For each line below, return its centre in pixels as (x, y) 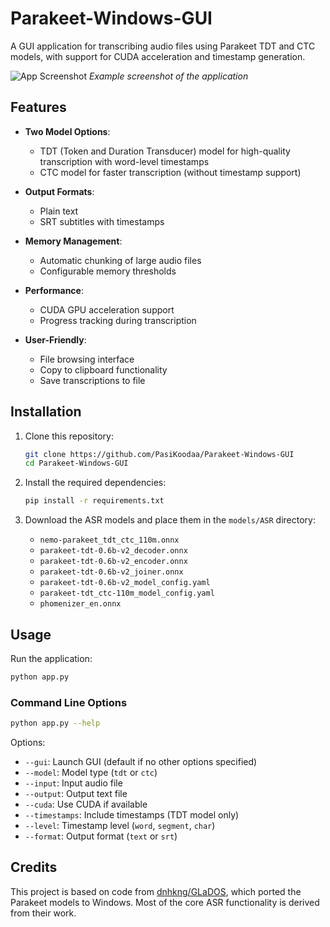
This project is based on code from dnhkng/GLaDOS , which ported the (156, 891)
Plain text (59, 211)
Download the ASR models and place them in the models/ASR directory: (170, 520)
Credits (34, 867)
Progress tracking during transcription (118, 320)
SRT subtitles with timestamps (102, 221)
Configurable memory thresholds (108, 271)
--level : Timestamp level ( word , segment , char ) (120, 826)
